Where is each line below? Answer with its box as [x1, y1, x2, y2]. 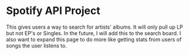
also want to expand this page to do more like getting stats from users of [6, 36, 182, 43]
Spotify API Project [6, 4, 101, 18]
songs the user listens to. [6, 42, 67, 49]
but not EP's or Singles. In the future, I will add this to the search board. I [6, 29, 181, 36]
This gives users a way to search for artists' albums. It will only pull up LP [6, 23, 183, 30]
